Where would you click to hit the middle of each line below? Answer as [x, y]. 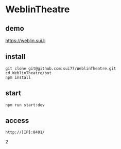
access [17, 121]
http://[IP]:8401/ [25, 132]
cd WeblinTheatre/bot [29, 73]
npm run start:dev [25, 105]
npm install [18, 77]
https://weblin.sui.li [25, 40]
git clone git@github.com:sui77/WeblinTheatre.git [61, 68]
